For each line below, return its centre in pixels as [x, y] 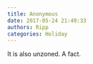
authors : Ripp [28, 27]
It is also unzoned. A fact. [44, 54]
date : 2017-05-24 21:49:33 [47, 21]
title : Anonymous [33, 14]
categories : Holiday [38, 34]
